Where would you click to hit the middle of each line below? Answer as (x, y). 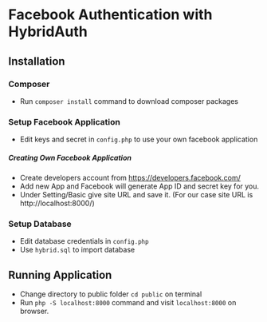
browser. (34, 311)
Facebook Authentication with (110, 15)
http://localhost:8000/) (57, 203)
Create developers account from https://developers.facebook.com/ (130, 178)
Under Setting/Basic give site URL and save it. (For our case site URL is (136, 195)
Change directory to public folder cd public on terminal (111, 294)
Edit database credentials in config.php (84, 241)
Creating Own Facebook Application (70, 157)
